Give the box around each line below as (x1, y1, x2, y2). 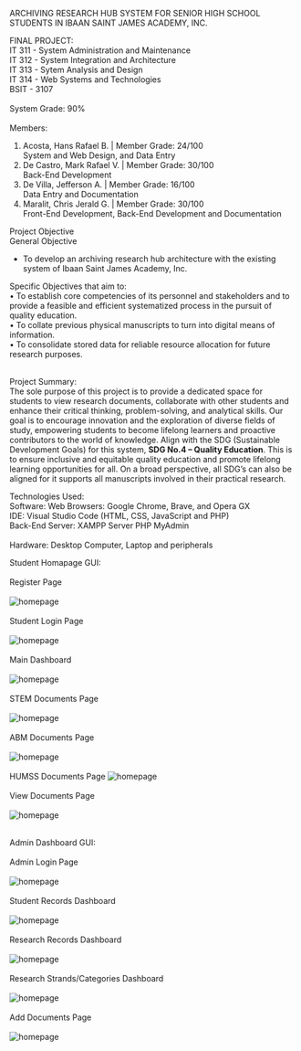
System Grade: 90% (9, 103, 86, 113)
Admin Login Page (9, 856, 79, 867)
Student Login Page (9, 616, 84, 626)
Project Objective (9, 226, 75, 237)
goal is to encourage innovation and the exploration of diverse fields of (9, 415, 275, 426)
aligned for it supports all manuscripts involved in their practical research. (9, 473, 286, 483)
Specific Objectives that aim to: (9, 281, 128, 292)
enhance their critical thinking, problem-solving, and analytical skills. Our (9, 406, 284, 416)
